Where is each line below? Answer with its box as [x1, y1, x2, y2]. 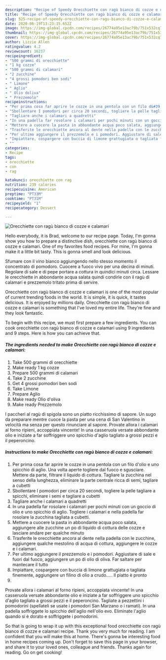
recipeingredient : [5, 53, 43, 59]
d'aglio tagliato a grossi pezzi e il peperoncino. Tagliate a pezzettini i [5, 597, 144, 603]
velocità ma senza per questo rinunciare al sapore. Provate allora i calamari [5, 422, 158, 428]
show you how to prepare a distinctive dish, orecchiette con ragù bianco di [5, 238, 157, 244]
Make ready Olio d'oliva [12, 396, 61, 402]
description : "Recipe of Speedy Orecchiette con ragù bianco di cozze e [5, 7, 158, 12]
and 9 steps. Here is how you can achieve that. [5, 330, 101, 336]
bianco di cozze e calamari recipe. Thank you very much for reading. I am [5, 628, 155, 634]
